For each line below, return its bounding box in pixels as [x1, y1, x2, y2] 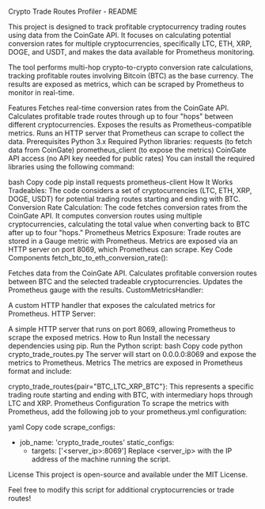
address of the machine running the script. [31, 454, 171, 464]
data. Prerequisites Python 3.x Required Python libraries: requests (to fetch [8, 137, 252, 146]
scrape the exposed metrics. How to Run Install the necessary [8, 332, 211, 342]
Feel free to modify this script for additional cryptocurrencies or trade [8, 485, 235, 494]
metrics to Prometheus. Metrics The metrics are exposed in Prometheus [8, 358, 244, 367]
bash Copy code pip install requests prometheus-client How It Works [8, 177, 233, 187]
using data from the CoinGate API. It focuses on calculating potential [8, 31, 232, 40]
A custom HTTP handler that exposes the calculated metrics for [8, 301, 216, 310]
